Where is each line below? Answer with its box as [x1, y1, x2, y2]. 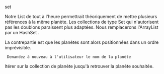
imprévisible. [5, 45, 31, 50]
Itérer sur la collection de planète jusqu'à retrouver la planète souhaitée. [5, 63, 154, 69]
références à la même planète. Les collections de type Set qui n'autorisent [5, 19, 159, 25]
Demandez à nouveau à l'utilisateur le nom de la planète [7, 54, 131, 59]
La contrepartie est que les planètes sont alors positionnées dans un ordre [5, 39, 159, 45]
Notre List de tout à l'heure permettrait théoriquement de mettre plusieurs [5, 14, 157, 19]
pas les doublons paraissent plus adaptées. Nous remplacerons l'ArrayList [5, 24, 159, 30]
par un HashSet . [5, 30, 40, 35]
